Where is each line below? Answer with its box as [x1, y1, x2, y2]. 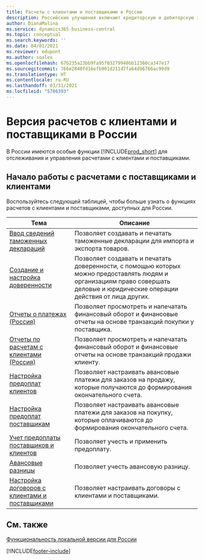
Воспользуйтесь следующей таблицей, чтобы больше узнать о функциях [6, 198, 196, 205]
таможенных [9, 236, 47, 245]
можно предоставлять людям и [74, 269, 169, 278]
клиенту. [74, 357, 100, 366]
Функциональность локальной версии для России [6, 536, 137, 543]
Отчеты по [9, 335, 41, 343]
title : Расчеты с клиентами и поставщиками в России [6, 9, 143, 15]
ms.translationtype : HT [6, 71, 67, 77]
